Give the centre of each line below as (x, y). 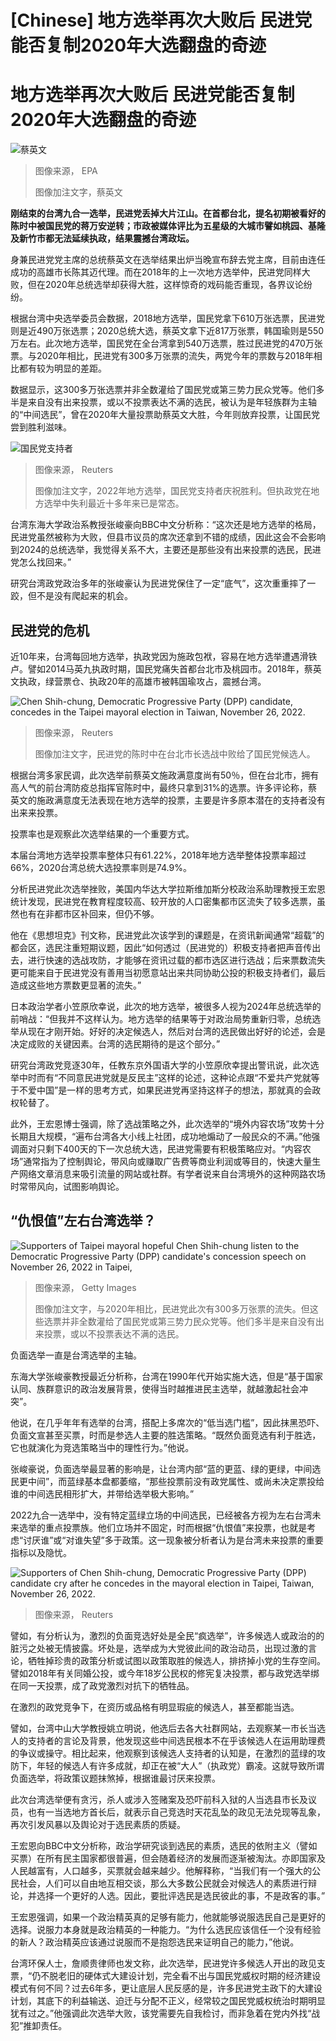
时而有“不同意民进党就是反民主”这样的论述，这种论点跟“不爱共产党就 (169, 1077)
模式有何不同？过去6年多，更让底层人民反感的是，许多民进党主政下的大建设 (166, 1988)
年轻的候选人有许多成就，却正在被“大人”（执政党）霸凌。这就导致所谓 (180, 1765)
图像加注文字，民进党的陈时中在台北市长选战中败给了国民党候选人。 (175, 753)
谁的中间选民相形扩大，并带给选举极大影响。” (102, 1493)
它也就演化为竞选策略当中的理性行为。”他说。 (102, 1447)
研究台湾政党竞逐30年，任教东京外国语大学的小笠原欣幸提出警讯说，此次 (160, 1065)
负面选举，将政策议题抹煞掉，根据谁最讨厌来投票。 (115, 1778)
